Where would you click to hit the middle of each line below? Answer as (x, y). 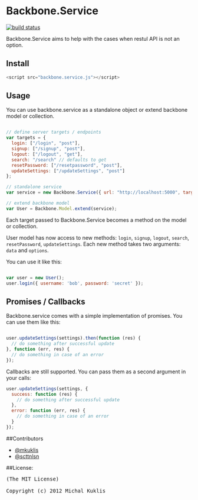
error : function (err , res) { (48, 411)
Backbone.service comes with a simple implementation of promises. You (94, 316)
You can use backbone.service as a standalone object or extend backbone (97, 110)
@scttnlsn (27, 456)
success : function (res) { (44, 394)
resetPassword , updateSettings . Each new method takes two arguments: (93, 244)
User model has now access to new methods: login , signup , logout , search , (98, 237)
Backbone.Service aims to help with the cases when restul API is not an (93, 38)
